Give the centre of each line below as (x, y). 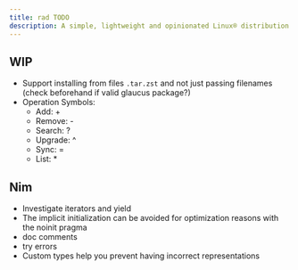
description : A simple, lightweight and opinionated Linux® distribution (149, 26)
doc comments (50, 237)
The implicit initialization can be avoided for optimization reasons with (150, 218)
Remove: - (54, 121)
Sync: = (50, 150)
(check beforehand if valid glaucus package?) (107, 93)
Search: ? (53, 131)
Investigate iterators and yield (77, 209)
